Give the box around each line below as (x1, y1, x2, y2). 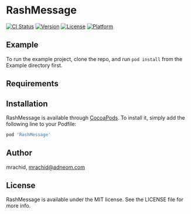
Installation (6, 98, 48, 108)
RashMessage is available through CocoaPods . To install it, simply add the (6, 114, 186, 121)
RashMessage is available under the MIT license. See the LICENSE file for (6, 196, 183, 203)
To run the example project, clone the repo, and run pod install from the (6, 55, 183, 62)
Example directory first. (6, 62, 63, 69)
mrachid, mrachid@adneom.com (6, 164, 85, 171)
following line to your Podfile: (6, 120, 77, 127)
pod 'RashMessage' (6, 131, 51, 138)
